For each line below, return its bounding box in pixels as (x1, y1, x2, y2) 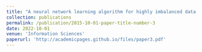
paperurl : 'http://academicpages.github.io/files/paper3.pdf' (6, 36, 166, 42)
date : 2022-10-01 (6, 25, 50, 32)
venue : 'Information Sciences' (6, 31, 85, 37)
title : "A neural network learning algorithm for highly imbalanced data (6, 8, 197, 15)
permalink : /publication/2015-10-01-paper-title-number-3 (6, 20, 155, 26)
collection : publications (6, 14, 71, 20)
